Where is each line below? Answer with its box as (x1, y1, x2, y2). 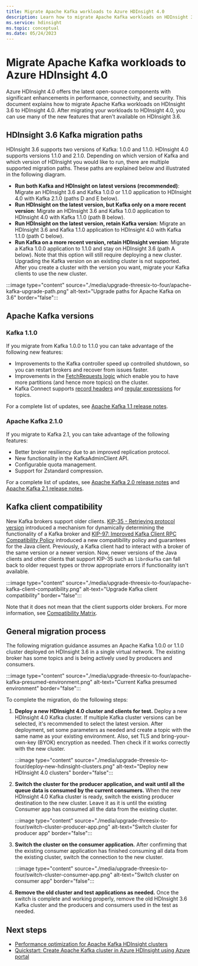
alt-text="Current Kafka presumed (93, 679, 177, 686)
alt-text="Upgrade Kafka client (82, 585, 158, 593)
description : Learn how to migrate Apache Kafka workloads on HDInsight (6, 14, 189, 20)
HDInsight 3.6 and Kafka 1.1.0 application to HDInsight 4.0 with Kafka (14, 226, 181, 233)
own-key (14, 739, 37, 746)
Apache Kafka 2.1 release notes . (6, 485, 84, 492)
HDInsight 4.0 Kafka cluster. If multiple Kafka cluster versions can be (14, 714, 182, 721)
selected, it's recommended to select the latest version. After (14, 720, 163, 727)
